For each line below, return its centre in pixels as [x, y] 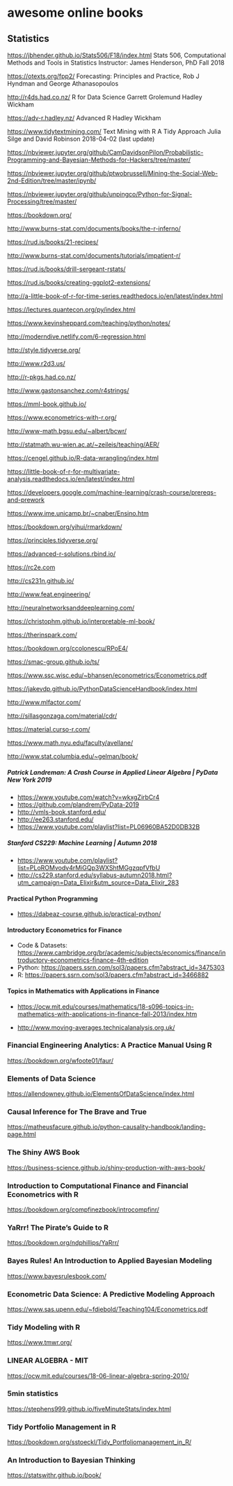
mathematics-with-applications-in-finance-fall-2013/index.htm [107, 1014]
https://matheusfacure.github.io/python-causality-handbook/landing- [107, 1127]
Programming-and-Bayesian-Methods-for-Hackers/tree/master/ [99, 160]
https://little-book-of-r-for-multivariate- [64, 471]
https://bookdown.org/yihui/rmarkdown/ [65, 527]
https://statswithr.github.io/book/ [55, 1476]
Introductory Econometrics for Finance [65, 930]
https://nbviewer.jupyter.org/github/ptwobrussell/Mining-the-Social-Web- [113, 173]
